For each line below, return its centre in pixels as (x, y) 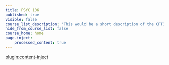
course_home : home (24, 33)
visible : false (21, 19)
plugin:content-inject (27, 57)
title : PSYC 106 (22, 10)
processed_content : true (40, 43)
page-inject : (19, 38)
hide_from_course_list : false (37, 29)
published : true (22, 15)
